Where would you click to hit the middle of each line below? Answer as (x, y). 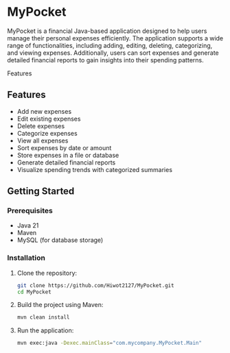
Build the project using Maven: (60, 305)
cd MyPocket (34, 292)
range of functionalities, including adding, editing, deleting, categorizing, (110, 45)
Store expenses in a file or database (68, 155)
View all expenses (43, 141)
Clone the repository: (47, 273)
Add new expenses (44, 111)
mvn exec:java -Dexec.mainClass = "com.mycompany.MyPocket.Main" (110, 343)
